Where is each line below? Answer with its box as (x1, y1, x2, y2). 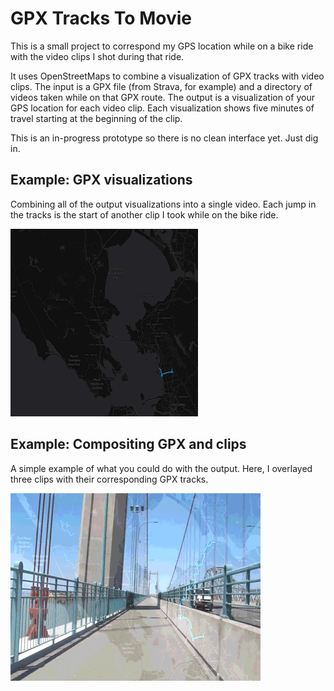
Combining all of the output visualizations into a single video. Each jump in (10, 198, 317, 210)
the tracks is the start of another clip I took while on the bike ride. (10, 208, 279, 221)
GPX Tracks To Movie (10, 7, 192, 30)
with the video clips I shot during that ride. (10, 50, 185, 62)
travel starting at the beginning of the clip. (10, 112, 183, 124)
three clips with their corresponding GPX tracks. (10, 473, 209, 485)
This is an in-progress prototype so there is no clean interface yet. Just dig (10, 132, 319, 144)
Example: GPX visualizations (10, 172, 193, 189)
